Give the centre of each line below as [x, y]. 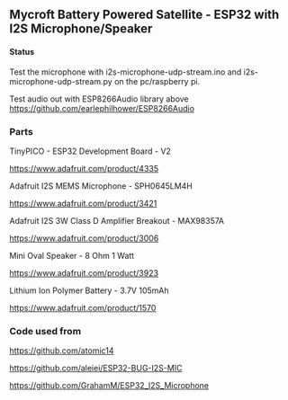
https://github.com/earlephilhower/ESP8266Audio [102, 108]
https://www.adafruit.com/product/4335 [84, 168]
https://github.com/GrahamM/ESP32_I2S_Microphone [109, 386]
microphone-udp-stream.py [61, 81]
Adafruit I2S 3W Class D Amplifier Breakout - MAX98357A [117, 220]
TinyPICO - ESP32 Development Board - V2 [90, 151]
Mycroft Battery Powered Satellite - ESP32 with [144, 15]
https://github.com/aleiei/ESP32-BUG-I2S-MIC [96, 369]
